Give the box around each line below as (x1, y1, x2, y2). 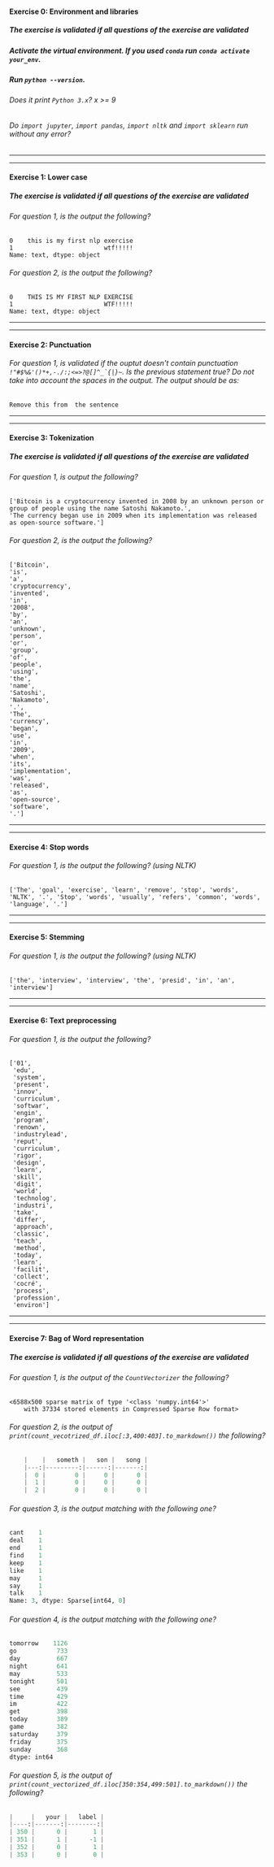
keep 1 (9, 1559, 43, 1567)
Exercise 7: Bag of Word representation (9, 1334, 145, 1344)
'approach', (12, 1223, 54, 1231)
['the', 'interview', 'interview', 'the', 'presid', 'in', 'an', (9, 976, 235, 984)
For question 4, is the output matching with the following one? (9, 1614, 217, 1624)
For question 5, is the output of (9, 1770, 113, 1780)
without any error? (9, 128, 72, 138)
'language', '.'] (9, 900, 68, 908)
